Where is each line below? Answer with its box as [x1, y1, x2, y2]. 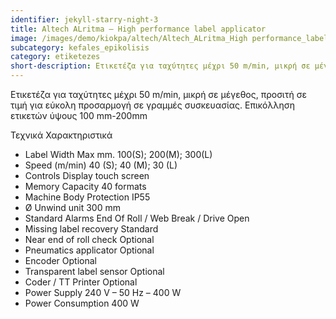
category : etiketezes [10, 52, 101, 62]
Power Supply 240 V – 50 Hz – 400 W [24, 287, 182, 298]
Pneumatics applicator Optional [24, 244, 155, 256]
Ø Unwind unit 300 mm [24, 202, 121, 213]
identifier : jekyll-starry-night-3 [10, 14, 159, 25]
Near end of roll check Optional [24, 234, 155, 245]
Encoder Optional [24, 255, 97, 266]
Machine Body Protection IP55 [24, 191, 151, 203]
